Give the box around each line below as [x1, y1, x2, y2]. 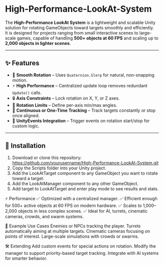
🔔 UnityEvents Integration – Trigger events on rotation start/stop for [12, 118, 150, 123]
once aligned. [12, 112, 40, 118]
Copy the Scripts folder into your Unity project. [12, 165, 106, 171]
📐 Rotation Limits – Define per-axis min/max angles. [12, 102, 118, 108]
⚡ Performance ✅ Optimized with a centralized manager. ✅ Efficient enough [5, 195, 158, 201]
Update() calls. [12, 89, 42, 96]
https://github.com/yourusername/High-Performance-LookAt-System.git [12, 160, 159, 165]
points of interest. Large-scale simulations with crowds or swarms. [5, 233, 139, 239]
